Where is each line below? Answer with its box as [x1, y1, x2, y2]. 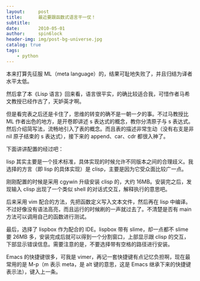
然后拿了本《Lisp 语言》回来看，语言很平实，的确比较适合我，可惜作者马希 [6, 90, 190, 97]
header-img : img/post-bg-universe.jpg [6, 36, 102, 42]
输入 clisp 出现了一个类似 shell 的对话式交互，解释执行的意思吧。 [11, 185, 171, 192]
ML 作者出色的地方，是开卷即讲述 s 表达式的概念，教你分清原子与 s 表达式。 [6, 117, 194, 125]
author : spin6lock [6, 31, 62, 37]
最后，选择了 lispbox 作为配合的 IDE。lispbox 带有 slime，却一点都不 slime [6, 226, 189, 233]
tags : [6, 48, 20, 54]
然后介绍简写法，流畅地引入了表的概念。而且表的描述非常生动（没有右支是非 [6, 125, 194, 132]
